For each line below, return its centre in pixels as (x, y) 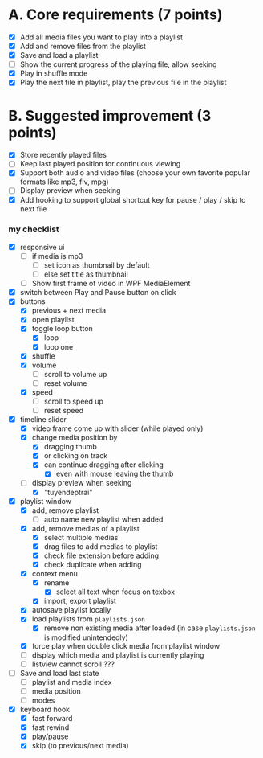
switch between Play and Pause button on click (98, 293)
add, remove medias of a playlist (86, 528)
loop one (59, 346)
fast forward (52, 719)
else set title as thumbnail (86, 274)
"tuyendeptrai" (68, 492)
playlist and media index (72, 682)
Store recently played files (63, 155)
